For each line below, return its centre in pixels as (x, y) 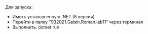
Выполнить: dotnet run (36, 27)
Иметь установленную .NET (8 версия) (53, 17)
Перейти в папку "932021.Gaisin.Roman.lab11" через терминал (78, 22)
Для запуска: (19, 7)
